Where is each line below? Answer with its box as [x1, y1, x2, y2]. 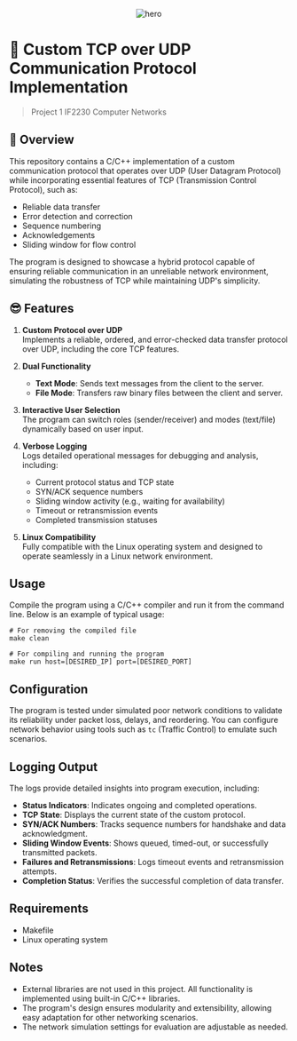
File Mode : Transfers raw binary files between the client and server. [35, 387, 284, 398]
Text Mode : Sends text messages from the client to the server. [35, 377, 264, 388]
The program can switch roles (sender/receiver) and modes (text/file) [21, 414, 277, 425]
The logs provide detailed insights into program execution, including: [9, 783, 260, 793]
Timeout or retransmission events [35, 505, 158, 515]
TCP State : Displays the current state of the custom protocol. [21, 809, 246, 820]
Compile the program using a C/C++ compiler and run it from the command [9, 600, 285, 610]
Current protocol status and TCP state [35, 476, 175, 488]
